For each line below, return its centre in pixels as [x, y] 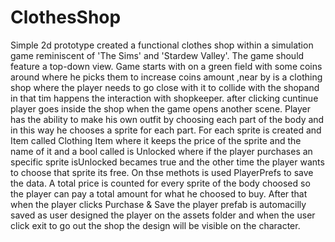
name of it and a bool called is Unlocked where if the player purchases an [161, 151]
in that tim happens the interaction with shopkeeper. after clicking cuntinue [164, 98]
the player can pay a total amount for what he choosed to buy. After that [159, 193]
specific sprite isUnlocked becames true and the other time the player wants [167, 162]
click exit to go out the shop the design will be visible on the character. [155, 225]
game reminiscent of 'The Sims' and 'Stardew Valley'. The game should [157, 55]
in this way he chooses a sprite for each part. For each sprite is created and [166, 130]
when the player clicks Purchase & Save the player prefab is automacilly [158, 204]
